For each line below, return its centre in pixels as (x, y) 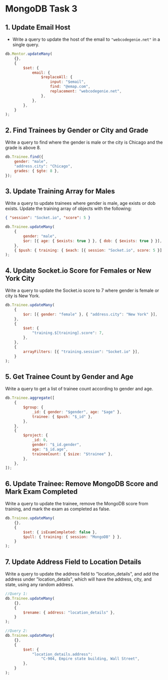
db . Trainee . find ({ (24, 157)
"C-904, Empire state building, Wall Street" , (90, 659)
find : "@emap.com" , (70, 87)
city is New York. (22, 296)
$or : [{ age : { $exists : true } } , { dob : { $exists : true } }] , (93, 241)
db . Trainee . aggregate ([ (30, 398)
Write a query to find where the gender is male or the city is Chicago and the (84, 142)
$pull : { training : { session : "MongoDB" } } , (72, 537)
